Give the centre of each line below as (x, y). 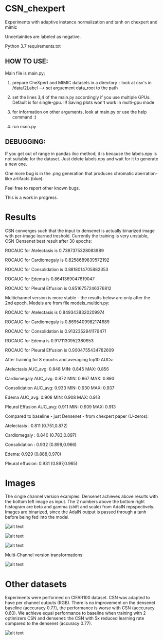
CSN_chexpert (35, 9)
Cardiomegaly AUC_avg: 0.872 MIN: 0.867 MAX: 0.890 (60, 378)
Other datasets (36, 584)
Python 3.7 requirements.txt (33, 46)
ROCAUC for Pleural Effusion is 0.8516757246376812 (58, 288)
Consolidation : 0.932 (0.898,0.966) (41, 445)
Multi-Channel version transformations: (44, 555)
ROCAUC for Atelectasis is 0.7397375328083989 (54, 250)
